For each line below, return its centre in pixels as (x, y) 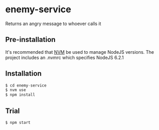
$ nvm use (16, 90)
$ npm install (20, 95)
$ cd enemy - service (26, 85)
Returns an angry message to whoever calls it (53, 24)
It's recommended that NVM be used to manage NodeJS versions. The (80, 52)
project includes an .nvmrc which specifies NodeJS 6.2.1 (64, 57)
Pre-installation (31, 40)
